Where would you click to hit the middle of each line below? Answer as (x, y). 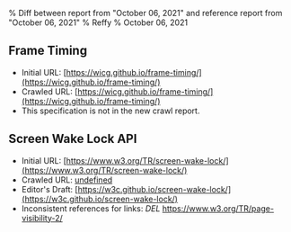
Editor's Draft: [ (49, 189)
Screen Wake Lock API (73, 139)
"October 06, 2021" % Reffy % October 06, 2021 (98, 22)
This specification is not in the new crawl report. (110, 111)
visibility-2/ (42, 218)
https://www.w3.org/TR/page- (218, 208)
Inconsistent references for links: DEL (91, 208)
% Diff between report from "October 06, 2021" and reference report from (145, 13)
